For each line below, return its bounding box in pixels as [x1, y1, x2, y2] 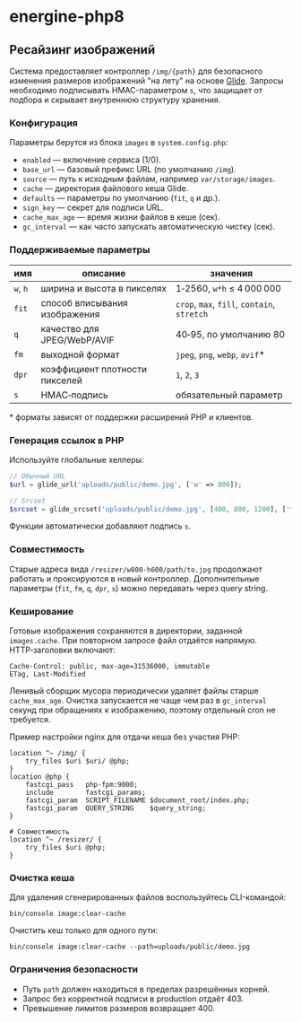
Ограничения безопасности [9, 963, 139, 975]
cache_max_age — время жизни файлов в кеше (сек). [21, 212, 220, 223]
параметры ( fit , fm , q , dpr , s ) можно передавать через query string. [9, 582, 269, 593]
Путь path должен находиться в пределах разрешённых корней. [21, 983, 271, 994]
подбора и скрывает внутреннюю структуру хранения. [9, 94, 221, 105]
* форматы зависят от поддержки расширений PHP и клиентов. [9, 411, 254, 423]
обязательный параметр [176, 389, 283, 401]
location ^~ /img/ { [9, 748, 87, 757]
